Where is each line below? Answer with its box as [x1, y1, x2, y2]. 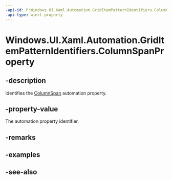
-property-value [5, 104, 58, 113]
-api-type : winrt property [5, 12, 63, 17]
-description [5, 76, 46, 85]
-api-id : [5, 7, 24, 13]
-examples [5, 150, 40, 159]
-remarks [5, 133, 36, 142]
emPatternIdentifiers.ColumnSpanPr [5, 45, 164, 57]
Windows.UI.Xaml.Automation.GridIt [5, 34, 165, 46]
